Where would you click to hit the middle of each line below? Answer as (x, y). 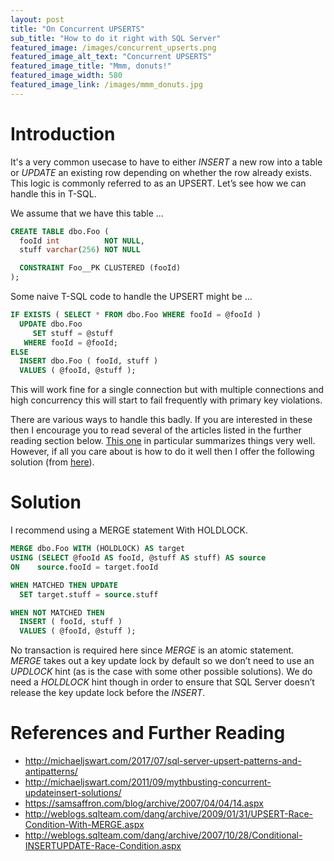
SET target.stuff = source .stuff (89, 594)
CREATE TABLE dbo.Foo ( (60, 231)
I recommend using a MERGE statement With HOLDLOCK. (129, 530)
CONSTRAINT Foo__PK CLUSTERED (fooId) (100, 268)
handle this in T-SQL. (53, 193)
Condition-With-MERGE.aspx (84, 825)
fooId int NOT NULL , (82, 241)
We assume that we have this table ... (87, 213)
